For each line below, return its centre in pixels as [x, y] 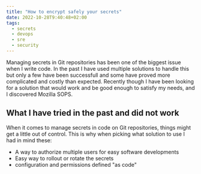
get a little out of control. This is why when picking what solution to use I [95, 134]
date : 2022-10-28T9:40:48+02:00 [46, 17]
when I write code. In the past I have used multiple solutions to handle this [98, 68]
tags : [13, 23]
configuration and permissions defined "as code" [76, 164]
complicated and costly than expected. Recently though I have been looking [100, 81]
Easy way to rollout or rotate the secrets [64, 158]
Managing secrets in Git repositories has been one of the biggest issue [94, 62]
